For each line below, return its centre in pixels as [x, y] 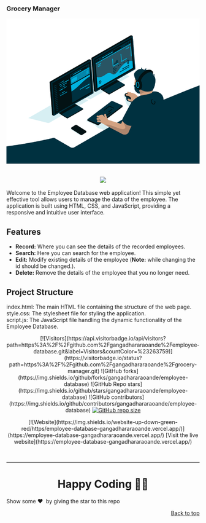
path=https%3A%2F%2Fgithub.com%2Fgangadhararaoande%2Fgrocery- [103, 364]
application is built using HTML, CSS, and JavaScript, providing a [88, 206]
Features [24, 232]
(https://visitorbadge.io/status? [103, 358]
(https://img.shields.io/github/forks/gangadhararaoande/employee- [103, 377]
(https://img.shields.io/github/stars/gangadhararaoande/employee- [103, 390]
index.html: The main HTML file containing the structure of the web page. [99, 307]
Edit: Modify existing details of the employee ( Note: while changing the [105, 260]
